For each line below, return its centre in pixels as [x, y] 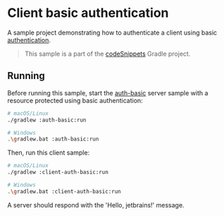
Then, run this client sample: [49, 152]
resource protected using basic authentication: [75, 100]
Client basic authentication [88, 13]
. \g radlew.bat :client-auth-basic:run [64, 191]
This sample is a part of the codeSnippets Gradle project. [107, 54]
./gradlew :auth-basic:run [47, 120]
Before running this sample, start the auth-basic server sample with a [108, 92]
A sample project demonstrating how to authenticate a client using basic [112, 32]
